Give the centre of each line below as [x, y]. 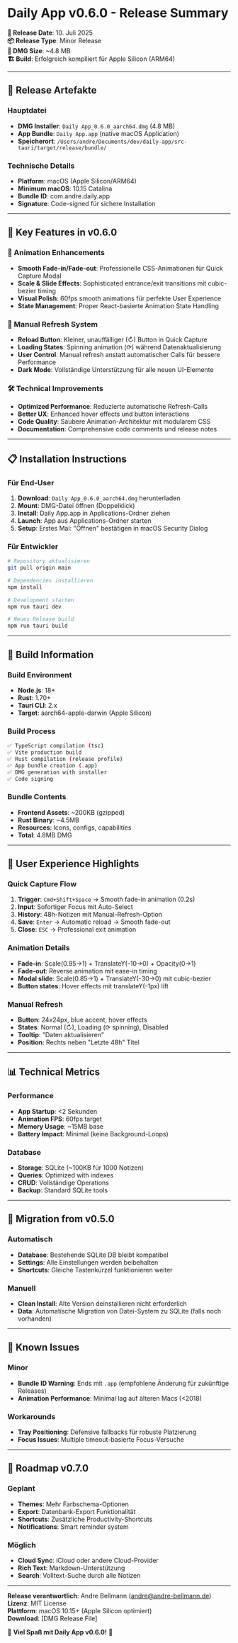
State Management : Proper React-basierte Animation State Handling [118, 305]
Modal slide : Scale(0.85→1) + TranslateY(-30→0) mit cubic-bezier [114, 978]
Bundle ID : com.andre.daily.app [63, 196]
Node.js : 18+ [36, 690]
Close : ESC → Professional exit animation [77, 930]
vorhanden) [34, 1319]
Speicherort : [36, 141]
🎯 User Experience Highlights [73, 864]
